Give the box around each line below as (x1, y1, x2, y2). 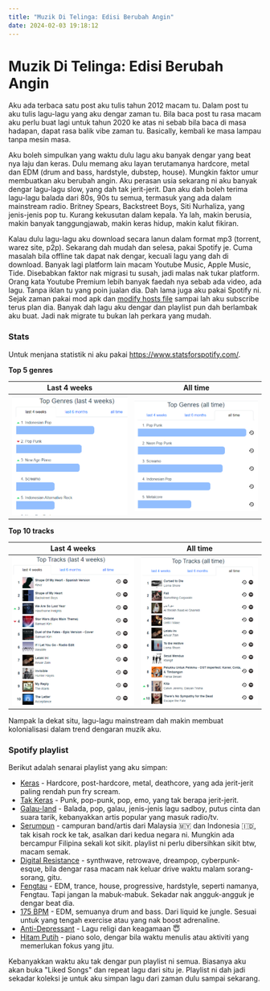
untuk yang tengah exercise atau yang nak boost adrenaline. (19, 915, 221, 925)
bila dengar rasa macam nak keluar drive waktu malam (44, 864, 226, 874)
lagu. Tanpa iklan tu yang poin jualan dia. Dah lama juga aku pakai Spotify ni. (8, 285, 262, 295)
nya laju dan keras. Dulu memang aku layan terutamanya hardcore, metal (8, 159, 250, 169)
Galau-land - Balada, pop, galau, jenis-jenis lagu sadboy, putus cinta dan (19, 804, 261, 813)
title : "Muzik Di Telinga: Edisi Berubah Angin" (8, 13, 174, 21)
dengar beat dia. (19, 899, 75, 908)
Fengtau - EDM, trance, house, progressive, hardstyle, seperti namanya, (19, 881, 260, 891)
